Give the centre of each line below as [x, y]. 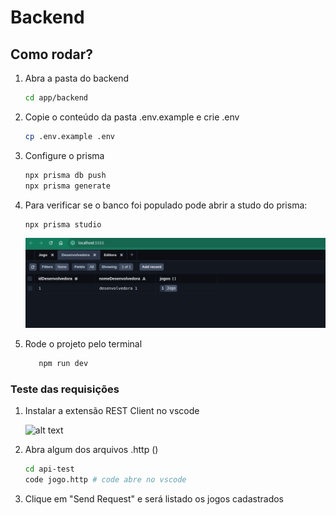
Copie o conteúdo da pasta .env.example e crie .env [132, 117]
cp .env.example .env [69, 136]
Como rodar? [52, 54]
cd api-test [49, 469]
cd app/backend [56, 98]
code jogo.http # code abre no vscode [105, 479]
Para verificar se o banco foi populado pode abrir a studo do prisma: [166, 205]
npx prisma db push [65, 175]
